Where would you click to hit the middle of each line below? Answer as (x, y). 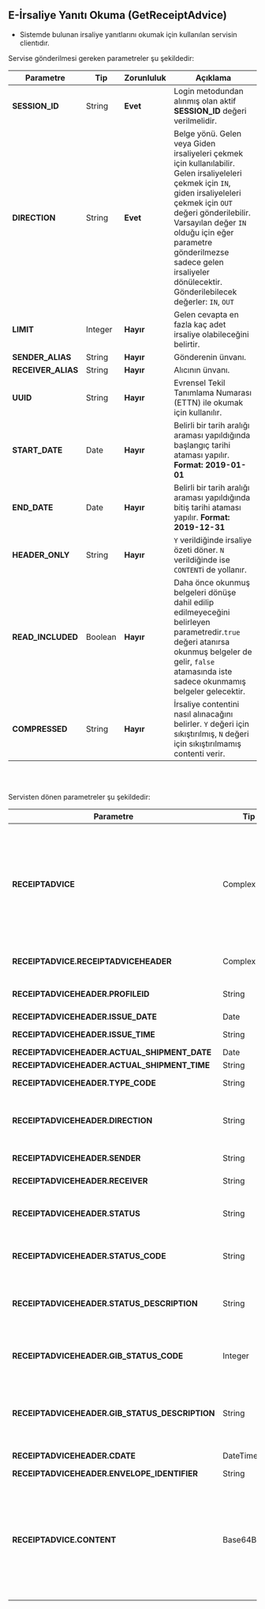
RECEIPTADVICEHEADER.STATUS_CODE (89, 1255)
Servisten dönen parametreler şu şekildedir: (79, 797)
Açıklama (213, 78)
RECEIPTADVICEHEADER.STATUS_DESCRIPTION (105, 1303)
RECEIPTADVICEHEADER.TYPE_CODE (84, 1083)
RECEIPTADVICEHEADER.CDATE (74, 1456)
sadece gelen (199, 262)
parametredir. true (207, 632)
